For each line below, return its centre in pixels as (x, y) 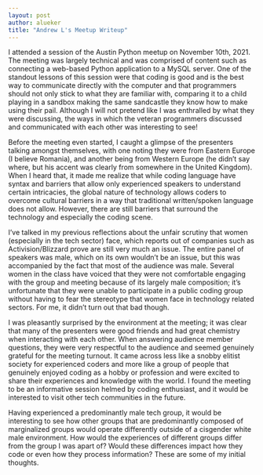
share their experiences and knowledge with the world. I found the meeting (130, 381)
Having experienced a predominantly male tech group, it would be (115, 413)
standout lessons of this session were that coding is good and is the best (126, 77)
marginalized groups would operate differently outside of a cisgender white (130, 430)
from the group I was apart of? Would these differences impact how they (126, 446)
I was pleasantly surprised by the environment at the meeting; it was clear (128, 323)
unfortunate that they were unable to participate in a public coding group (126, 291)
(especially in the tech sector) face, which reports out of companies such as (131, 241)
